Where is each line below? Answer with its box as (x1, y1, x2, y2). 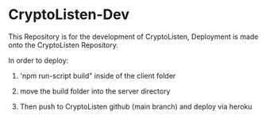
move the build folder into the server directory (19, 86, 171, 96)
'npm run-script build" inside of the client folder (19, 71, 176, 80)
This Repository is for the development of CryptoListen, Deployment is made (8, 32, 259, 41)
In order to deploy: (8, 56, 69, 65)
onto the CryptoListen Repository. (8, 40, 119, 49)
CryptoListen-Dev (8, 6, 129, 24)
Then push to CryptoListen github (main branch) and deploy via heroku (19, 102, 253, 111)
